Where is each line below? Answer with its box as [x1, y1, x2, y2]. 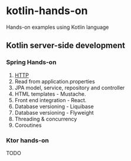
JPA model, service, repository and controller [14, 84, 125, 91]
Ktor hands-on [6, 136, 49, 145]
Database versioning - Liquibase [14, 103, 94, 110]
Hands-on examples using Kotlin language [6, 24, 109, 31]
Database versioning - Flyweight [14, 109, 94, 116]
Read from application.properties [14, 78, 96, 85]
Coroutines [14, 122, 42, 129]
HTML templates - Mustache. [14, 90, 87, 98]
